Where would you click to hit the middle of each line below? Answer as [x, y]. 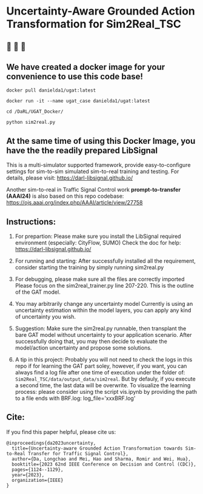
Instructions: [31, 222]
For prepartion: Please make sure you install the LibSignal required [98, 236]
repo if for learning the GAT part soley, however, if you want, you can [101, 366]
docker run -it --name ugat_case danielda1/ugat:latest [78, 101]
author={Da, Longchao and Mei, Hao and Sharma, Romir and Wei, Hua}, [101, 459]
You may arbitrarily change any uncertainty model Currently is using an [104, 304]
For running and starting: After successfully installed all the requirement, [105, 261]
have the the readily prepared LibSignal [82, 150]
